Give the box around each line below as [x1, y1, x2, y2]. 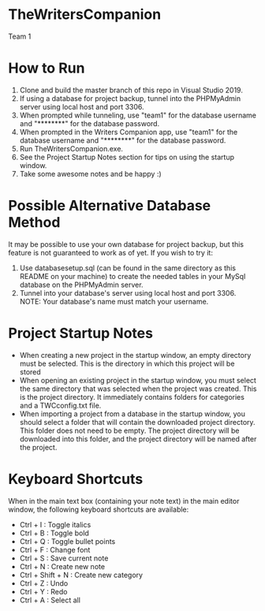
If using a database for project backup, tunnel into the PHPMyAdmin [19, 93, 241, 103]
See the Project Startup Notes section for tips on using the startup [19, 152, 235, 162]
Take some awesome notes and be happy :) [19, 169, 162, 178]
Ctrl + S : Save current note [19, 553, 109, 563]
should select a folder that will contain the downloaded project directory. [19, 417, 256, 427]
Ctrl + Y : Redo [19, 587, 68, 596]
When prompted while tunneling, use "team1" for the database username [19, 110, 256, 120]
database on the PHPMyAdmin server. [19, 280, 144, 289]
